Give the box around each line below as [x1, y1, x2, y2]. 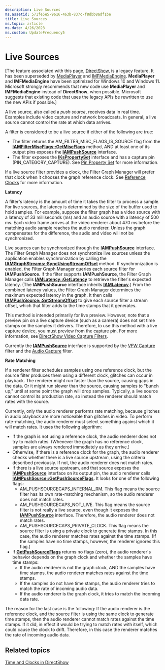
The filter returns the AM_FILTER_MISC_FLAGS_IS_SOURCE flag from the [12, 138, 161, 144]
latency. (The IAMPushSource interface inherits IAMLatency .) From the [5, 281, 151, 287]
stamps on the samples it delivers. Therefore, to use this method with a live [5, 322, 158, 328]
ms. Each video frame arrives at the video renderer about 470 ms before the [5, 219, 160, 225]
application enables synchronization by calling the [5, 255, 107, 261]
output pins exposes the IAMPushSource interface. [12, 149, 117, 155]
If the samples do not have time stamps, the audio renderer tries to [19, 580, 155, 586]
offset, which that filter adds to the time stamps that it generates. [5, 302, 137, 309]
